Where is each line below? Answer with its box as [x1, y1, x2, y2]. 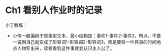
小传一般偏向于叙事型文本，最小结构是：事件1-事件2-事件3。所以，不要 [12, 32, 161, 38]
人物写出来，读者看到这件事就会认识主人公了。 [17, 45, 115, 51]
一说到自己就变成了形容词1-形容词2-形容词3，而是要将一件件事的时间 [12, 38, 157, 45]
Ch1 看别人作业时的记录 [5, 4, 102, 16]
